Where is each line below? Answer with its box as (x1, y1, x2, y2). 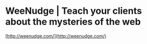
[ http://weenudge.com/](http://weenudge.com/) (5, 33, 107, 39)
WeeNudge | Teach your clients (5, 5, 142, 17)
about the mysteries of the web (5, 16, 141, 28)
